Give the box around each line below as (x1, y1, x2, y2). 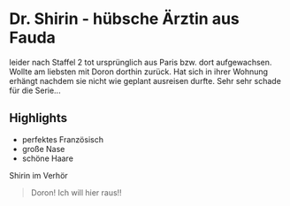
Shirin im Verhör (9, 170, 68, 180)
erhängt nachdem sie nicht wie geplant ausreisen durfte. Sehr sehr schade (9, 75, 281, 86)
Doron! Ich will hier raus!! (30, 187, 122, 198)
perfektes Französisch (21, 134, 104, 145)
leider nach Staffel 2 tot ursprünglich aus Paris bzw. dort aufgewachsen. (9, 57, 272, 67)
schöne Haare (21, 153, 73, 164)
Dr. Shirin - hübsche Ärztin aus (9, 9, 240, 29)
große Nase (21, 143, 65, 154)
